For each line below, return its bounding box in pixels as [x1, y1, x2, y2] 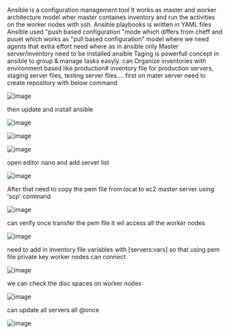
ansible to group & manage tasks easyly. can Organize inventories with [7, 57, 206, 64]
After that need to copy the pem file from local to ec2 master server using [7, 185, 215, 193]
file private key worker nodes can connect [7, 253, 126, 261]
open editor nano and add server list [7, 158, 109, 167]
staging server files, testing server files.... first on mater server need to [7, 71, 206, 80]
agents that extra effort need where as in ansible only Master [7, 43, 179, 50]
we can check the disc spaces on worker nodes [7, 279, 142, 287]
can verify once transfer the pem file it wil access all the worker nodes [7, 219, 205, 227]
